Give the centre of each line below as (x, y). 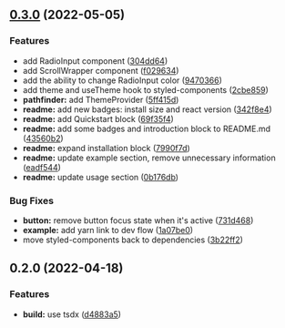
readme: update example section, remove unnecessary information (149, 158)
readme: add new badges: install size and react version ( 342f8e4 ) (148, 109)
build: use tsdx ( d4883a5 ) (71, 314)
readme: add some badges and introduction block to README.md (147, 128)
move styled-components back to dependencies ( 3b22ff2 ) (133, 240)
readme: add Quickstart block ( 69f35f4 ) (98, 118)
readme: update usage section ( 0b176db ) (101, 177)
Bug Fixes (32, 200)
